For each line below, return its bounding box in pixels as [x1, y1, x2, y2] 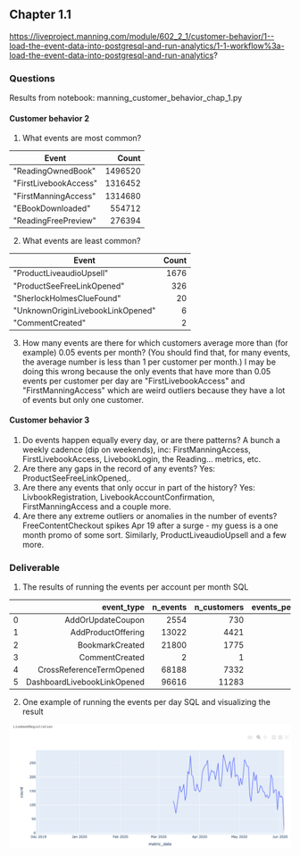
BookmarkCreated [77, 639, 146, 650]
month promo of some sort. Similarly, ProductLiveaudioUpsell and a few [21, 530, 287, 541]
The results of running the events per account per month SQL [21, 582, 249, 592]
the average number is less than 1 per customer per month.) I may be [21, 357, 277, 367]
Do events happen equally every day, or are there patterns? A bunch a [21, 435, 281, 446]
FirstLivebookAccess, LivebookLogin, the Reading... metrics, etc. [21, 454, 262, 465]
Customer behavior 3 [9, 415, 90, 425]
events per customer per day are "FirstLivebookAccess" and [21, 375, 246, 386]
